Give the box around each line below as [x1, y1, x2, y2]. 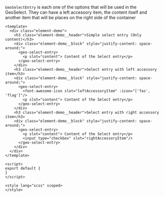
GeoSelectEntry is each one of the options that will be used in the [5, 4, 137, 10]
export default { [5, 166, 41, 171]
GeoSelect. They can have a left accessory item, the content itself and [5, 9, 147, 15]
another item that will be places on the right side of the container [5, 15, 136, 20]
